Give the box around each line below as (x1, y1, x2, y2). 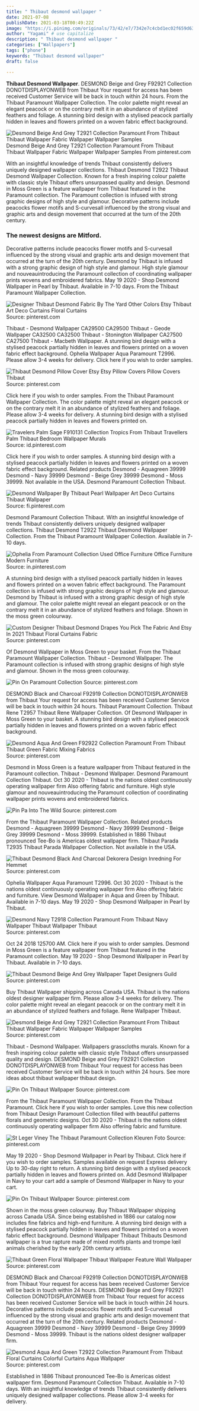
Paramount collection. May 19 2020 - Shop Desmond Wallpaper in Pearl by (6, 952, 189, 959)
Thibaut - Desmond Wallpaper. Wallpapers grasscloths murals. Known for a (6, 1043, 190, 1050)
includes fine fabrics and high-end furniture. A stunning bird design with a (6, 1219, 187, 1226)
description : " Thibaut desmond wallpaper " (6, 36, 118, 42)
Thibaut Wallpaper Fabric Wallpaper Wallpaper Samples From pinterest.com (6, 148, 191, 155)
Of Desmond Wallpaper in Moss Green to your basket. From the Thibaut (6, 648, 181, 655)
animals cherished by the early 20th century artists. (6, 1244, 132, 1251)
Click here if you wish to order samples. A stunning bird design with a (6, 453, 176, 460)
